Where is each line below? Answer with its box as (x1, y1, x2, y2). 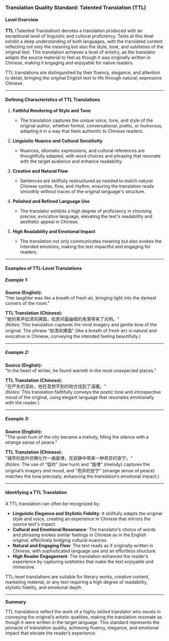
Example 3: (5, 416, 29, 422)
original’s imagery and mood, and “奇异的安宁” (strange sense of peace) (5, 467, 155, 473)
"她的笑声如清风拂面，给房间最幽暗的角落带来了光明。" (5, 316, 120, 322)
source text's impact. (12, 521, 57, 527)
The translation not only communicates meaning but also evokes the (20, 238, 162, 244)
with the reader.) (5, 399, 40, 405)
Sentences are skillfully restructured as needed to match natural (20, 178, 153, 184)
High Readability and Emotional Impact (12, 229, 96, 235)
